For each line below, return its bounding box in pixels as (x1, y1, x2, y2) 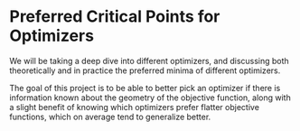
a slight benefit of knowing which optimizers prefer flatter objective (9, 101, 260, 112)
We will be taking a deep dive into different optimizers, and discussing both (9, 55, 289, 66)
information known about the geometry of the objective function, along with (9, 92, 291, 103)
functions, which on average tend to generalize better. (9, 111, 211, 122)
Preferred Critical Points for (9, 6, 220, 27)
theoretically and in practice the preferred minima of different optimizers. (9, 65, 281, 76)
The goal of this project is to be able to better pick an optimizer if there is (9, 82, 281, 93)
